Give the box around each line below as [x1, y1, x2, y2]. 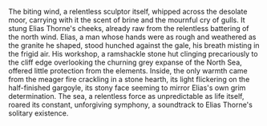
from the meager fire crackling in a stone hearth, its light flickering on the [8, 75, 250, 84]
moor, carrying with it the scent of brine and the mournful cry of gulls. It [8, 15, 245, 25]
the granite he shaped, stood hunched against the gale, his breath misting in [8, 41, 260, 50]
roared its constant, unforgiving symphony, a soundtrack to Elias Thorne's [8, 100, 253, 109]
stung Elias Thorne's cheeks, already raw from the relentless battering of [8, 24, 250, 33]
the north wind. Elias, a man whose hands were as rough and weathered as [8, 32, 257, 41]
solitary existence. [8, 108, 69, 118]
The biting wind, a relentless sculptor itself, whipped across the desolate [8, 7, 248, 16]
